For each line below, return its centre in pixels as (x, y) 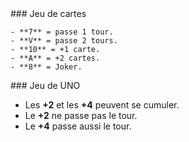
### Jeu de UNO (45, 85)
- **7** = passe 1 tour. (62, 32)
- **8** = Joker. (46, 67)
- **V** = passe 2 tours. (64, 41)
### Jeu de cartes (48, 13)
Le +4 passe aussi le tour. (78, 126)
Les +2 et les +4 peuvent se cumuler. (102, 105)
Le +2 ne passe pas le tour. (81, 115)
